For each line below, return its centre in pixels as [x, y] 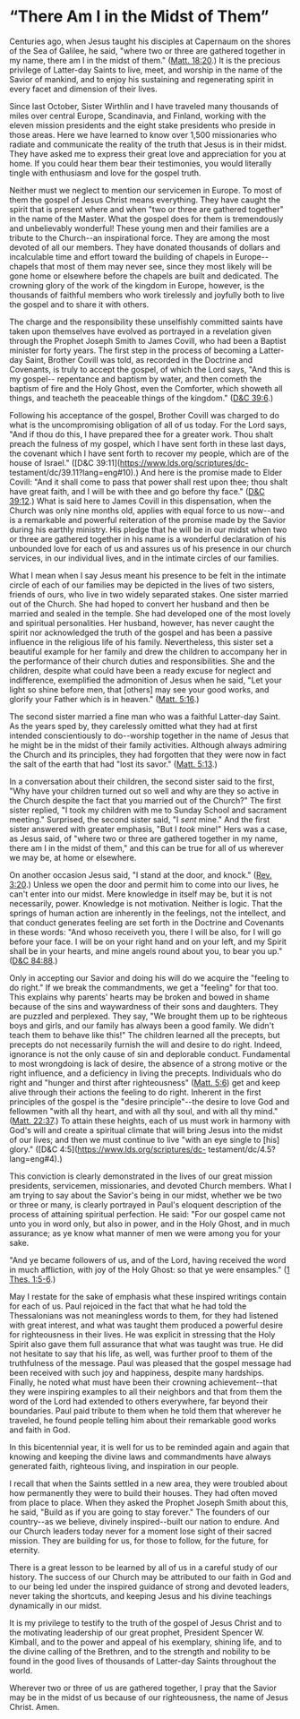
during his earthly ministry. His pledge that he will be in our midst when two [148, 529]
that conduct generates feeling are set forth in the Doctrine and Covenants [147, 922]
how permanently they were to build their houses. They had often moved [143, 1492]
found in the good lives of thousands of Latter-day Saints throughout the [143, 1661]
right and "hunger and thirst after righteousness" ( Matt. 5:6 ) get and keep [145, 1082]
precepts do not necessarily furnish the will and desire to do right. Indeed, [146, 1044]
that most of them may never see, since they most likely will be [156, 266]
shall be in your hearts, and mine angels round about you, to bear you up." [146, 950]
